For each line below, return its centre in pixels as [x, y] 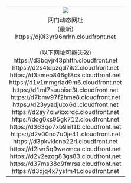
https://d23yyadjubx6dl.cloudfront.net [66, 104]
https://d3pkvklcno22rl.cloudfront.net [65, 141]
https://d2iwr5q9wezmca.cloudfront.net [65, 149]
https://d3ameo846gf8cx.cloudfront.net [65, 75]
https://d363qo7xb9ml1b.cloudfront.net [65, 126]
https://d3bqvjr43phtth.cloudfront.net [65, 60]
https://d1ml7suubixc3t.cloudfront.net [66, 90]
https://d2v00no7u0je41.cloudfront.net [65, 134]
